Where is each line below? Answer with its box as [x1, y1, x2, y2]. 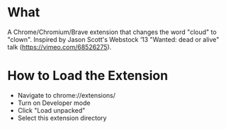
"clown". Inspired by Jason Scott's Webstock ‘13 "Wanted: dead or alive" [7, 35, 220, 43]
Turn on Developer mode [17, 99, 91, 107]
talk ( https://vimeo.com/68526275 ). [7, 43, 112, 51]
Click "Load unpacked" [17, 106, 86, 114]
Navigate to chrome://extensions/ [17, 91, 115, 99]
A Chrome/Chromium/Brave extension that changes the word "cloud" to [7, 28, 217, 36]
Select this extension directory [17, 113, 107, 122]
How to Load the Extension [7, 68, 169, 84]
